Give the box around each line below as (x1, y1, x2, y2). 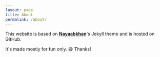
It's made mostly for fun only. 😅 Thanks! (5, 46, 91, 52)
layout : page (5, 7, 33, 13)
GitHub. (5, 36, 22, 42)
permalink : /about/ (5, 17, 47, 22)
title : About (5, 12, 33, 17)
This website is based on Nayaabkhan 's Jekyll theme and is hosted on (5, 31, 155, 37)
